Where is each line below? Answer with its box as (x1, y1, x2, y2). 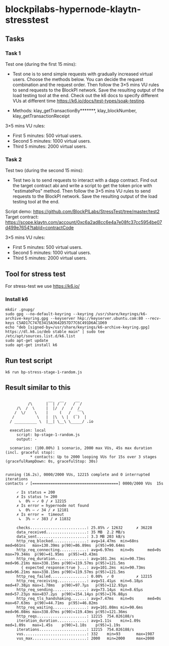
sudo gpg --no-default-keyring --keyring (5, 312, 94, 317)
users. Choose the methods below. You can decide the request (12, 76, 144, 82)
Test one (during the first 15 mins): (5, 61, 77, 67)
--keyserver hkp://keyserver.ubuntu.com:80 (50, 316, 143, 321)
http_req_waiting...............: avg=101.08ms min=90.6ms (16, 605, 143, 610)
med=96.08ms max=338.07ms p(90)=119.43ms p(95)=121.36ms (5, 609, 128, 614)
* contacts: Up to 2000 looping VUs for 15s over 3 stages (30, 454, 157, 459)
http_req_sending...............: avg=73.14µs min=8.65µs (16, 587, 143, 592)
